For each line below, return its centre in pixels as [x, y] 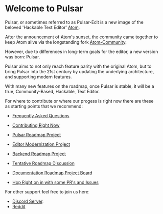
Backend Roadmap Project [39, 154]
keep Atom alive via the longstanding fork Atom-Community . [66, 42]
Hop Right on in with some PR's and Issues [55, 182]
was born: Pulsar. [23, 56]
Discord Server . [28, 201]
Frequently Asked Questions [41, 115]
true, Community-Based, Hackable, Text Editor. [52, 91]
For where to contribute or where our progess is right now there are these [79, 101]
